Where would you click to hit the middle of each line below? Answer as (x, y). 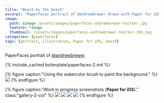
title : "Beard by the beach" (35, 10)
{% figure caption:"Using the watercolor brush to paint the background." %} (81, 74)
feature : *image (26, 28)
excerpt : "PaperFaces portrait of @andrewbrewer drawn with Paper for (78, 14)
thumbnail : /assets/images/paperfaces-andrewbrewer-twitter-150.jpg (81, 32)
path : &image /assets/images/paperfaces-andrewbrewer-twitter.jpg (78, 23)
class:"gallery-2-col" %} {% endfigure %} (59, 95)
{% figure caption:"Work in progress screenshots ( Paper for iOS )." (72, 89)
